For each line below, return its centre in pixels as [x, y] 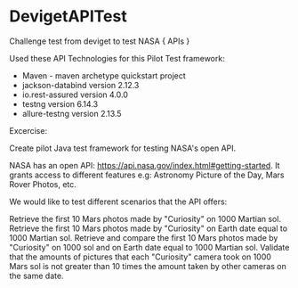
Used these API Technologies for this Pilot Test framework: [117, 58]
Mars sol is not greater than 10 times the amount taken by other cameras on [148, 266]
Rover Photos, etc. [43, 184]
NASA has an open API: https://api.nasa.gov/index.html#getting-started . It [145, 165]
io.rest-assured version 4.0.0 [75, 95]
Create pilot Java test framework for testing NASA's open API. [123, 148]
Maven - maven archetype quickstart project [104, 75]
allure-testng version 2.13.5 [72, 113]
